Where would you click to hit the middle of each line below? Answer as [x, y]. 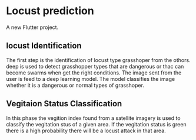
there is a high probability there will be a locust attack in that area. [86, 131]
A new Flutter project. [32, 27]
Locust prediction [50, 11]
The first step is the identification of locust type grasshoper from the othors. [98, 60]
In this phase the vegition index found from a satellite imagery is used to [93, 118]
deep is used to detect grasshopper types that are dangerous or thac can [95, 66]
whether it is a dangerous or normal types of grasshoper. [75, 85]
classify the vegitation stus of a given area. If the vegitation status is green [96, 124]
